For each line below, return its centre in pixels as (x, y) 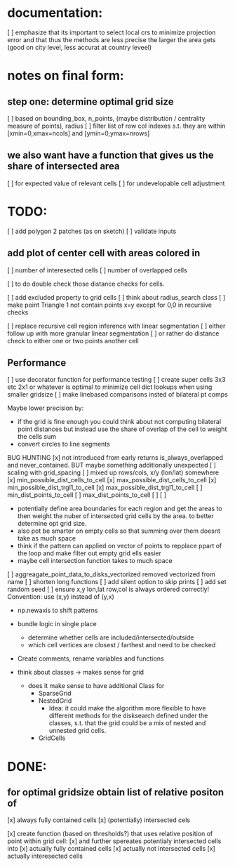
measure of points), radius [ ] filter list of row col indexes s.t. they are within (116, 126)
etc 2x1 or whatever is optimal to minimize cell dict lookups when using (110, 387)
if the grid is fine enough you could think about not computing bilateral (119, 422)
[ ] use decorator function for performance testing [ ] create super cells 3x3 (116, 380)
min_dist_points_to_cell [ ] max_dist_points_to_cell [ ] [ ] (87, 495)
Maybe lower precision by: (46, 408)
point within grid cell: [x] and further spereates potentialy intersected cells (114, 841)
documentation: (55, 13)
